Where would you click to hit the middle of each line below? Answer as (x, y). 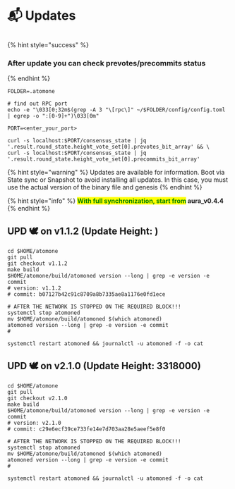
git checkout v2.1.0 (38, 398)
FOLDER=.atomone (31, 91)
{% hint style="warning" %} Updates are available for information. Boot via (116, 172)
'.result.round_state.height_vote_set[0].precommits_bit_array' (104, 159)
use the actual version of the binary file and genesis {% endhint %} (105, 187)
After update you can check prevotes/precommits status (107, 63)
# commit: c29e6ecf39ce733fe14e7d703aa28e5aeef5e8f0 (86, 429)
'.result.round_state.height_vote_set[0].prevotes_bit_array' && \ (109, 147)
